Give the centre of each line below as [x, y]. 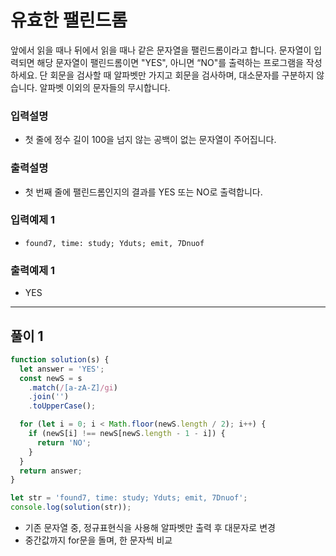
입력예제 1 [33, 220]
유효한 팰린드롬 [69, 20]
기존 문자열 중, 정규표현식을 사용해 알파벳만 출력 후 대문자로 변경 [150, 528]
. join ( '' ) [49, 397]
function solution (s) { [60, 359]
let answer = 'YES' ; [62, 369]
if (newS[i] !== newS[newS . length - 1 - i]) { [127, 434]
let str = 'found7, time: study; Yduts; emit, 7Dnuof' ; [129, 498]
